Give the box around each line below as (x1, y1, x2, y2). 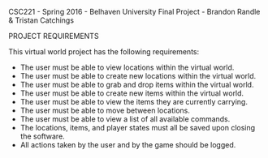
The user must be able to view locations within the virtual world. (19, 62, 235, 72)
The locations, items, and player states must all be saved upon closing (19, 123, 256, 132)
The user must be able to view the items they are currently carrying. (19, 97, 248, 106)
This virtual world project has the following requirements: (8, 47, 200, 56)
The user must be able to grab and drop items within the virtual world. (19, 80, 254, 89)
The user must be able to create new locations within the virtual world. (19, 71, 257, 80)
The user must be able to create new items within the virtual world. (19, 88, 244, 98)
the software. (19, 131, 65, 141)
